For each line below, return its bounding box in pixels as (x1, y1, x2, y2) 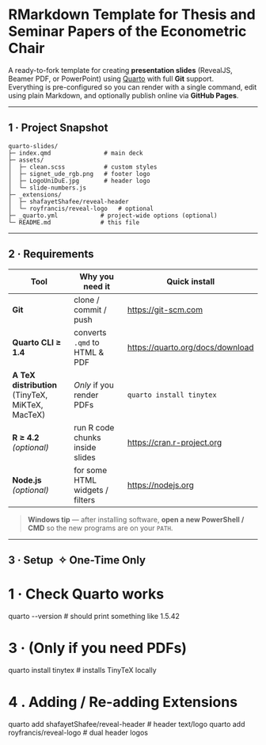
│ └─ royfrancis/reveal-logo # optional (8, 204, 154, 212)
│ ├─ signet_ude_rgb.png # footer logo (8, 170, 150, 178)
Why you (78, 271, 115, 282)
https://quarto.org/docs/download (127, 342, 254, 353)
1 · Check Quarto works (8, 585, 165, 603)
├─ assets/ (8, 156, 44, 164)
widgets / (74, 484, 108, 495)
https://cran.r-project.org (127, 437, 222, 448)
